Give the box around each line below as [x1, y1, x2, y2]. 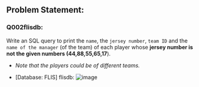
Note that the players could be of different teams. [15, 61, 140, 69]
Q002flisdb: [6, 23, 43, 32]
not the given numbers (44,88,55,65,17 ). [6, 50, 111, 57]
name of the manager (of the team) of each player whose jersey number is [6, 43, 194, 50]
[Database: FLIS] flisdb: [15, 73, 74, 81]
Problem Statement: [6, 5, 84, 15]
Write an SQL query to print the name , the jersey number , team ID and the [6, 37, 188, 44]
